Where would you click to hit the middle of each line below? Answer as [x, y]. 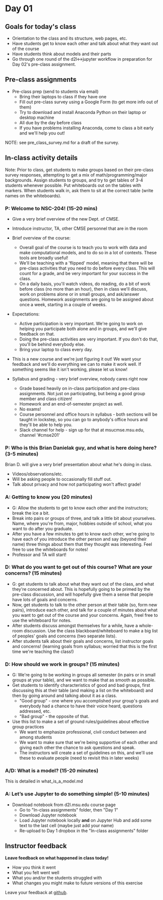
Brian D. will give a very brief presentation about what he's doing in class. [79, 465]
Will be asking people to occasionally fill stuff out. [62, 479]
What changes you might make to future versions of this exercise [77, 883]
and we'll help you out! [42, 133]
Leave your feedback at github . [36, 892]
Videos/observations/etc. [37, 474]
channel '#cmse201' [39, 435]
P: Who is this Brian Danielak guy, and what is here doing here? [81, 448]
